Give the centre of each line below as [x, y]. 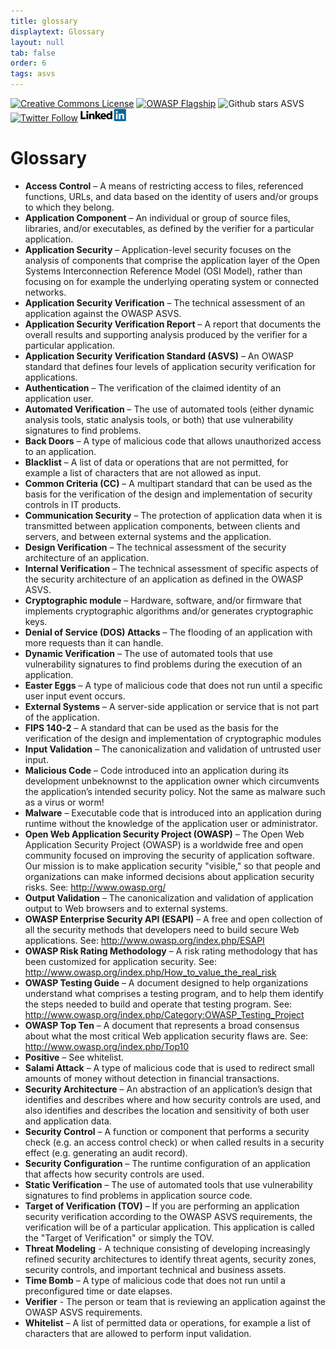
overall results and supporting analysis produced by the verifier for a [166, 334]
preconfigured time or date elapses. [98, 1291]
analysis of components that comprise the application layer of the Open [172, 260]
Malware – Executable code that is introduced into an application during [173, 812]
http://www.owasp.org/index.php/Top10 [107, 1046]
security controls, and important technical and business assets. [155, 1269]
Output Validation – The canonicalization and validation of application [169, 897]
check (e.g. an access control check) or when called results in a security [174, 1142]
